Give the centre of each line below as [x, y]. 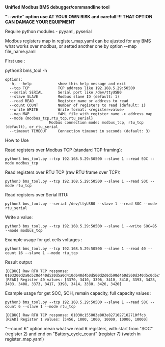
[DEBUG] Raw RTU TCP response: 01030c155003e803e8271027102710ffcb [76, 315]
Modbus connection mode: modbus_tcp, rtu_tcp [96, 123]
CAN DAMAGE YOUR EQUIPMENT [40, 22]
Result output [19, 262]
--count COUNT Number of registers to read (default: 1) [78, 105]
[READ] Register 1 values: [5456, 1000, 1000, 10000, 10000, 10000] [77, 319]
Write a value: [19, 217]
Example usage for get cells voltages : [44, 240]
